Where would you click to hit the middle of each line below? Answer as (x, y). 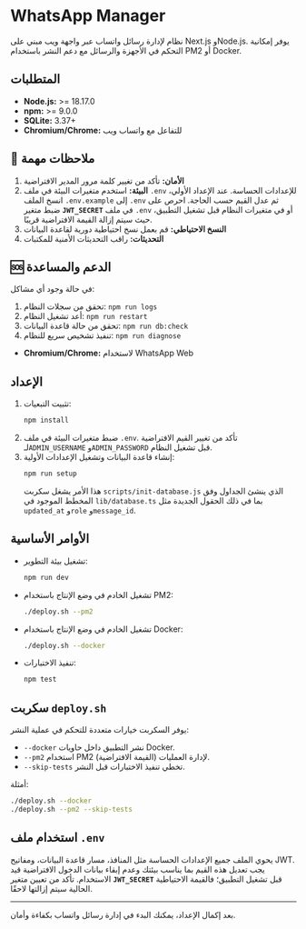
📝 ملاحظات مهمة (53, 159)
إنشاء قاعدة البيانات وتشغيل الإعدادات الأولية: (99, 457)
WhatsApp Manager (88, 16)
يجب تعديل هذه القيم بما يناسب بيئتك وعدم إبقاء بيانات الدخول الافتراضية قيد (138, 869)
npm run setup (50, 474)
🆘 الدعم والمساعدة (61, 267)
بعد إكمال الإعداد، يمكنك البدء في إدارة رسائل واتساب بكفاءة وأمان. (123, 914)
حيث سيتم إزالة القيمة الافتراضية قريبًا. (88, 219)
